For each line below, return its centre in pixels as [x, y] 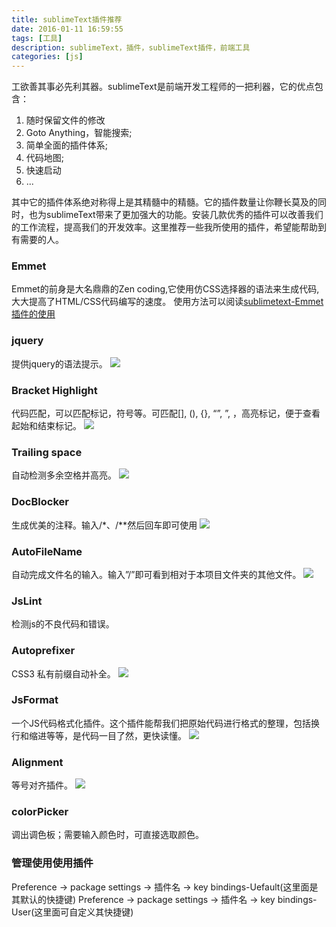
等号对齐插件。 [42, 785]
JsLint [27, 601]
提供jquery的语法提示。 [59, 363]
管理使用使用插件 [52, 863]
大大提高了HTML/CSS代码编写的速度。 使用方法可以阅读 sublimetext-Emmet [167, 302]
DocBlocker [40, 502]
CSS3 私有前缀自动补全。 [63, 673]
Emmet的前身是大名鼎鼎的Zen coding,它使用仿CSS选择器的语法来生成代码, [165, 289]
